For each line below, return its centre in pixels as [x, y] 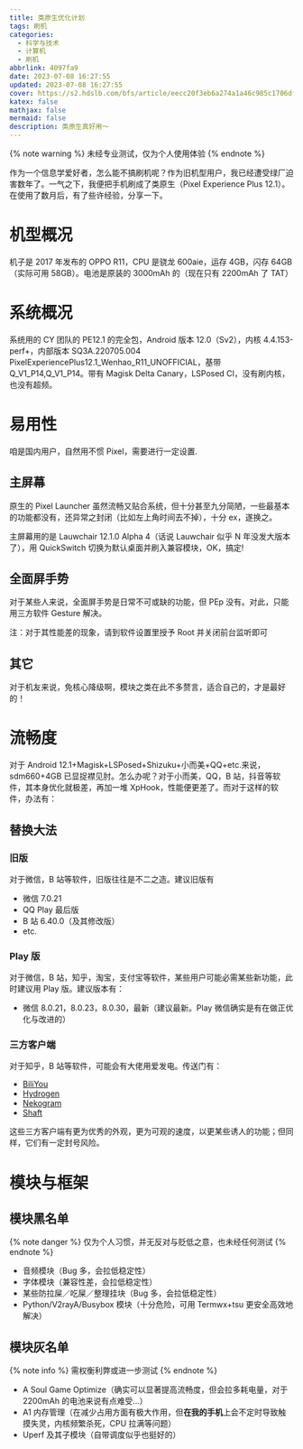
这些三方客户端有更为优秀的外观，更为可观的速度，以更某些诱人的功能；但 [147, 1131]
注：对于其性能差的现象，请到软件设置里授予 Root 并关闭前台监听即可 [139, 632]
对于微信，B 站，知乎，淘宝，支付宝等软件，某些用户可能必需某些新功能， [147, 978]
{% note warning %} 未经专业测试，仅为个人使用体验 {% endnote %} [138, 153]
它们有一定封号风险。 [64, 1143]
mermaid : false [38, 118]
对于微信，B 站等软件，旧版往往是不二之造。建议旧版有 [112, 879]
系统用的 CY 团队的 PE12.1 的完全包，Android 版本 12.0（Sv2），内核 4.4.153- [151, 339]
